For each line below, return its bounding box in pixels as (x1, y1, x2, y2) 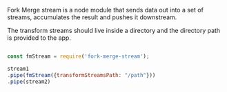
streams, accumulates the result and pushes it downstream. (7, 13, 177, 21)
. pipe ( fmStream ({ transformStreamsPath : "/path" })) (7, 71, 156, 78)
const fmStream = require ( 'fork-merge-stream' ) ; (7, 53, 150, 60)
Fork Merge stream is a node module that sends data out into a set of (7, 6, 204, 14)
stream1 (7, 65, 30, 72)
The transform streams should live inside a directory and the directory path (7, 27, 221, 34)
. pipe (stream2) (7, 78, 51, 85)
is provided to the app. (7, 34, 71, 42)
